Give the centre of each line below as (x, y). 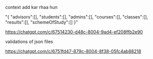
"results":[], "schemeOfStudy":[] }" (42, 22)
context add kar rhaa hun (32, 7)
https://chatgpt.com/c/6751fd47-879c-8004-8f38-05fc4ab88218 (73, 51)
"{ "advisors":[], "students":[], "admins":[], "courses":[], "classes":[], (76, 17)
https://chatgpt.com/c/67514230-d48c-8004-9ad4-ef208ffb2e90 (74, 32)
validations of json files (29, 41)
